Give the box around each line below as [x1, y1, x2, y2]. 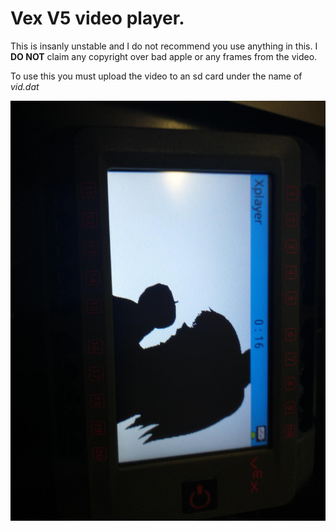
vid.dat [10, 80, 40, 92]
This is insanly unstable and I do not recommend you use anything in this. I [10, 40, 318, 52]
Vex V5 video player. [10, 7, 185, 30]
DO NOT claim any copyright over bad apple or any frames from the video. [10, 50, 318, 62]
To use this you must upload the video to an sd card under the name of [10, 70, 303, 82]
